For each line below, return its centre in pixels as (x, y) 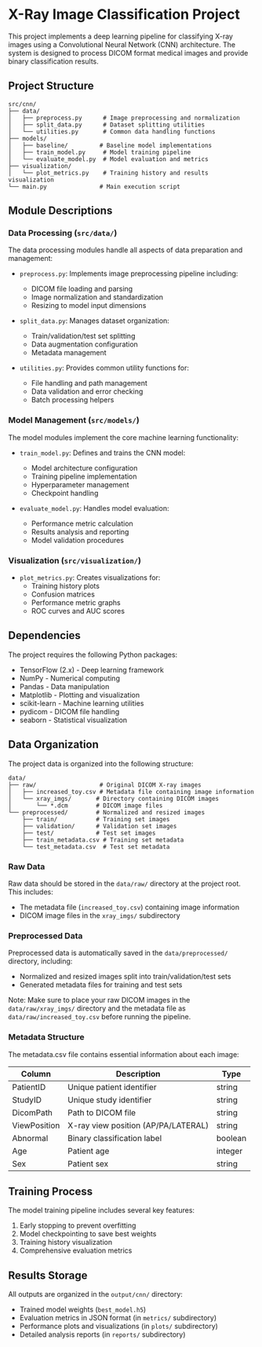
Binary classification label (115, 1138)
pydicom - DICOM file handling (69, 711)
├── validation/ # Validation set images (100, 826)
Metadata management (69, 353)
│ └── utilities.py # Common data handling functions (112, 131)
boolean (231, 1138)
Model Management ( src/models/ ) (74, 420)
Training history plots (65, 586)
